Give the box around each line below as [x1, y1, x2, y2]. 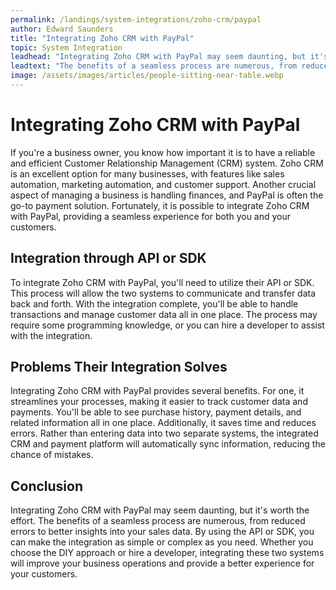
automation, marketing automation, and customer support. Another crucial [10, 178, 317, 190]
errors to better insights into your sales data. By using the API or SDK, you [10, 526, 315, 538]
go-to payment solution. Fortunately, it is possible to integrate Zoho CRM [10, 199, 310, 211]
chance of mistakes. [10, 449, 94, 461]
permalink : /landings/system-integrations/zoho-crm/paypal [10, 14, 262, 25]
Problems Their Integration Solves [10, 359, 228, 376]
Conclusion [10, 477, 84, 495]
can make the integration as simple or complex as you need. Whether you [10, 536, 314, 548]
